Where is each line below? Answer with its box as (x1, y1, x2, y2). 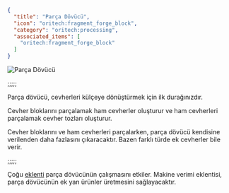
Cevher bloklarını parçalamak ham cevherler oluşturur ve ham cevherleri (7, 107, 218, 115)
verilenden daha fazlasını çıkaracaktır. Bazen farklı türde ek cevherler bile (7, 135, 221, 144)
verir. (7, 143, 23, 151)
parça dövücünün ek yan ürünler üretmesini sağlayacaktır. (7, 177, 177, 186)
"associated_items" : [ (13, 33, 81, 40)
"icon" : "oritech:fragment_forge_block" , (13, 20, 138, 27)
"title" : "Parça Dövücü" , (13, 13, 90, 21)
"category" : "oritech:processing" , (13, 26, 119, 33)
